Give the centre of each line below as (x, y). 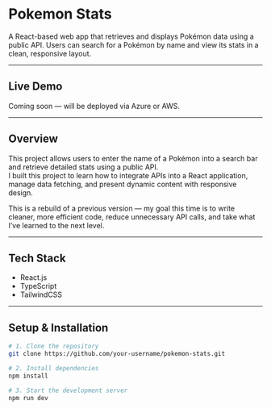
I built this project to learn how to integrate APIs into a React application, (128, 175)
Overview (33, 139)
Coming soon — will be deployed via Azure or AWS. (94, 106)
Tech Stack (37, 258)
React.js (33, 278)
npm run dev (28, 398)
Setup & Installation (58, 328)
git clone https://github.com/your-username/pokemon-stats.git (117, 354)
